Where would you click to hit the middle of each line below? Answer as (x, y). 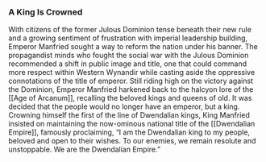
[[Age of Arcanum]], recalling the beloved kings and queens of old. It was (130, 98)
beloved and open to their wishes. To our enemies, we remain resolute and (132, 141)
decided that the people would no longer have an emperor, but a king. (124, 106)
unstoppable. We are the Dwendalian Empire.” (85, 150)
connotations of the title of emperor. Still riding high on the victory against (131, 81)
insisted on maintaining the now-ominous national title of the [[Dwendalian (132, 124)
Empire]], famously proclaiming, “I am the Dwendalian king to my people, (129, 132)
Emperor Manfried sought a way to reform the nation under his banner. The (133, 47)
